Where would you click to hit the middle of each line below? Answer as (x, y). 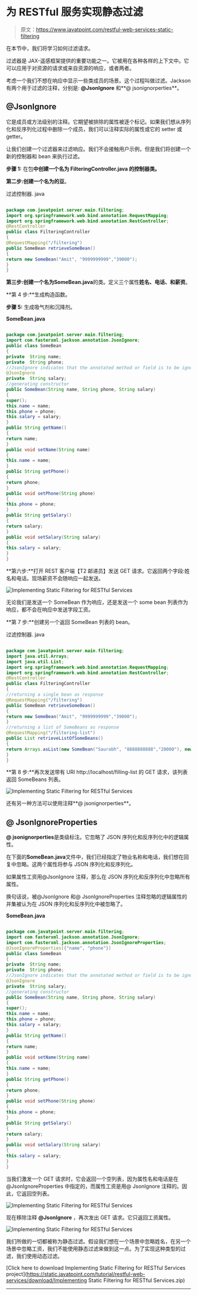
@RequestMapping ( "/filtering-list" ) (51, 733)
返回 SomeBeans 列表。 (35, 779)
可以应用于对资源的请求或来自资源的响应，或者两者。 (70, 68)
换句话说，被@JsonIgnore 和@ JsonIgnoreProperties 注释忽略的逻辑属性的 (97, 897)
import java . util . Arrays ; (38, 656)
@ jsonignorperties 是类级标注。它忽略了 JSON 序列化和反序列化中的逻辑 (95, 837)
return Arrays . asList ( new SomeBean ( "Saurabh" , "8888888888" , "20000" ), (94, 749)
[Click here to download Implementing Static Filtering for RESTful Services (96, 1267)
